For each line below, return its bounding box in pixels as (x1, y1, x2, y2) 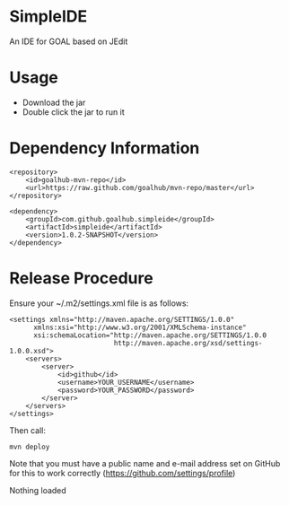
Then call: (9, 424, 47, 436)
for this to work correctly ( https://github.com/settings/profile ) (9, 467, 236, 478)
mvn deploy (9, 442, 50, 451)
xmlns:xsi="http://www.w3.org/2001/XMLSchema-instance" (32, 323, 247, 332)
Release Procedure (9, 268, 154, 288)
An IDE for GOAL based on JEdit (9, 36, 128, 47)
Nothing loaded (9, 484, 67, 495)
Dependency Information (9, 138, 200, 159)
